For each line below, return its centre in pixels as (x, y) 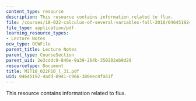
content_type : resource (35, 11)
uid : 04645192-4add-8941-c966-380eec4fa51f (60, 76)
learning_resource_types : (37, 33)
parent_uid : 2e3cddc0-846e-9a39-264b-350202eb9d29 (69, 60)
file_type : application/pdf (40, 28)
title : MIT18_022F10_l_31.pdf (43, 71)
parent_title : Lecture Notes (41, 50)
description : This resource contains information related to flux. (90, 17)
